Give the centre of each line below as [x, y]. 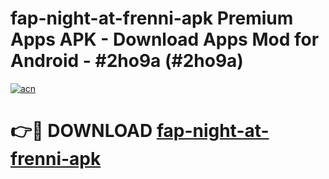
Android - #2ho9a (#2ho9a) [127, 61]
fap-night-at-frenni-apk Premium [152, 18]
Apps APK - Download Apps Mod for [165, 39]
